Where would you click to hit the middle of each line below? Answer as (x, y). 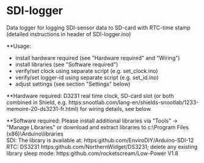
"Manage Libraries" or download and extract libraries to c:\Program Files (98, 127)
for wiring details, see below (115, 108)
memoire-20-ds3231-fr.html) (42, 108)
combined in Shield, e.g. (37, 102)
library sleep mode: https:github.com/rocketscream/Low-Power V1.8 (93, 153)
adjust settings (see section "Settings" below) (73, 84)
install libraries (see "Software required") (67, 64)
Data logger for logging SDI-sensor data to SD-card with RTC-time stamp (99, 28)
